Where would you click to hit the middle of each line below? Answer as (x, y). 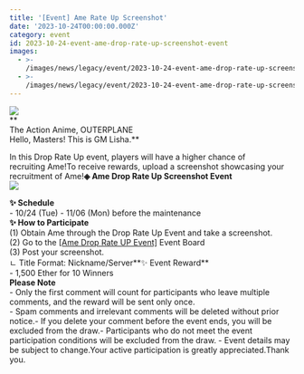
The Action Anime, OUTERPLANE (71, 129)
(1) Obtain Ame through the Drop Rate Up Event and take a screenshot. (141, 233)
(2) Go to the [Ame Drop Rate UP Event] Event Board (107, 242)
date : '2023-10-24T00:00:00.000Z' (75, 26)
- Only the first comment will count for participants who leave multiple (139, 292)
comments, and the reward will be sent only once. (102, 302)
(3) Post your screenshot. (57, 252)
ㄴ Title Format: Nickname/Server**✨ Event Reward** (109, 263)
